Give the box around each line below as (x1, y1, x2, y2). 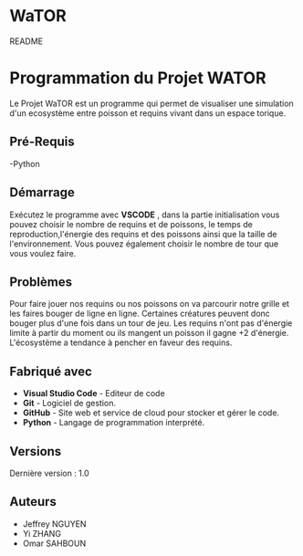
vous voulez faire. (9, 247, 77, 258)
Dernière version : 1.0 (9, 467, 89, 478)
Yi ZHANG (22, 528, 62, 539)
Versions (9, 444, 62, 459)
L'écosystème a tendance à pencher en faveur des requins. (9, 337, 233, 348)
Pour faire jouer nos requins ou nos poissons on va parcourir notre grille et (9, 299, 290, 309)
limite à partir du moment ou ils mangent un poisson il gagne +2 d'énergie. (9, 328, 289, 339)
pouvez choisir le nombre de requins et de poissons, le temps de (9, 218, 253, 229)
